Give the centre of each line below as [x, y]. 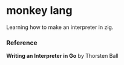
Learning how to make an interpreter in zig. [60, 27]
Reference [22, 43]
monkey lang [39, 11]
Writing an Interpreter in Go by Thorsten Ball [63, 56]
